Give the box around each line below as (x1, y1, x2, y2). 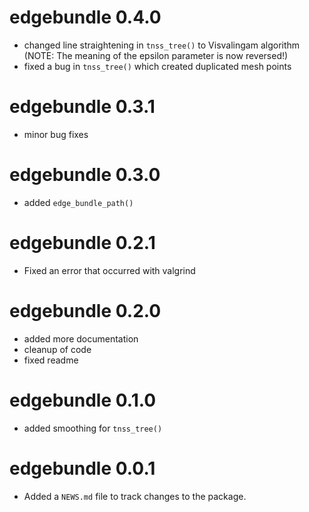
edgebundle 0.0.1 (9, 457, 156, 480)
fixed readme (23, 354, 79, 366)
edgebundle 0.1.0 (9, 389, 157, 411)
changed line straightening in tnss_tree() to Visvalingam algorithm (23, 39, 301, 51)
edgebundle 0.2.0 (9, 299, 162, 322)
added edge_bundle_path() (23, 196, 134, 208)
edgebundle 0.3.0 (9, 164, 161, 186)
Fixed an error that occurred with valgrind (23, 264, 196, 276)
